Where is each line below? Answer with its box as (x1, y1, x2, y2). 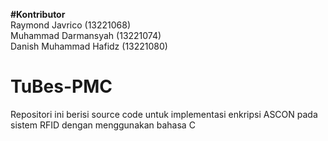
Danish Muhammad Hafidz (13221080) (10, 40, 168, 52)
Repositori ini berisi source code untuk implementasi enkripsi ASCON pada (10, 108, 318, 120)
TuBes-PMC (10, 75, 113, 98)
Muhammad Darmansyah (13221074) (10, 30, 162, 41)
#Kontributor (10, 9, 66, 20)
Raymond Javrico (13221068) (10, 19, 132, 31)
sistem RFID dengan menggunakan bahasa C (10, 119, 196, 131)
